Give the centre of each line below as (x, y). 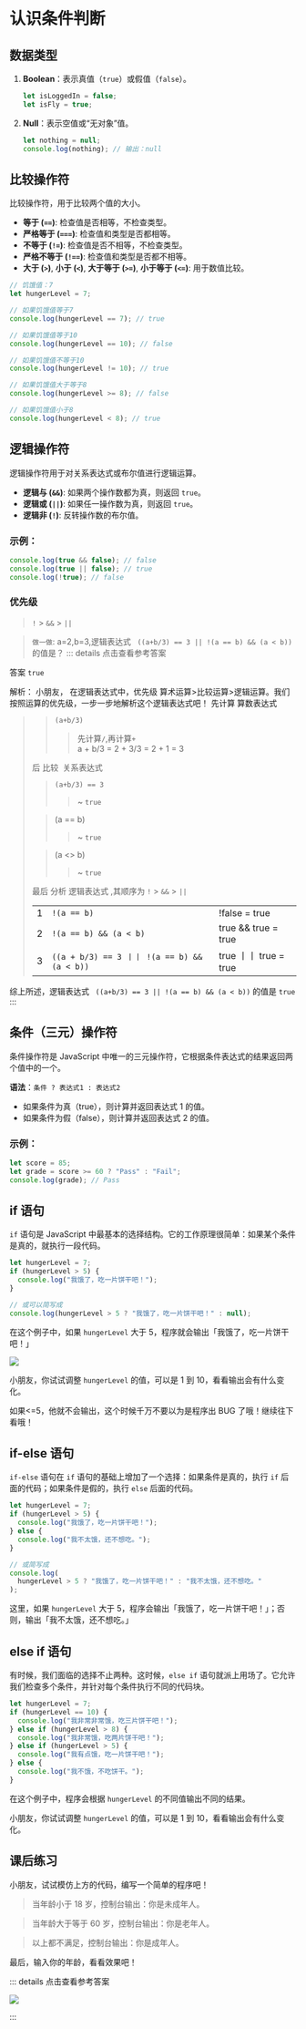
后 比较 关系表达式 (67, 767)
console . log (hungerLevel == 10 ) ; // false (91, 344)
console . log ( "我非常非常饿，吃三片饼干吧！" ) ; (98, 1720)
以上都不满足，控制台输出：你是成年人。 (107, 1942)
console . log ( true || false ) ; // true (81, 569)
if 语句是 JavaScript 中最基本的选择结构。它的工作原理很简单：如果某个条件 (153, 1234)
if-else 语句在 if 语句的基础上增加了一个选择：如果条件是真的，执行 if (144, 1477)
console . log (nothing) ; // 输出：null (92, 149)
